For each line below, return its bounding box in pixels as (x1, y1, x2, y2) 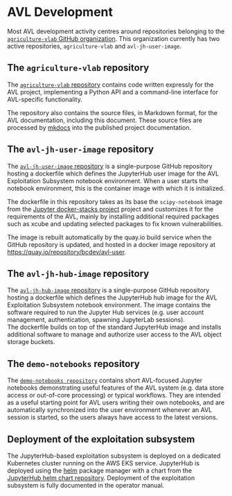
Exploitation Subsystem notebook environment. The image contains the (7, 301, 211, 309)
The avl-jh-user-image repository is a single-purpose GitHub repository (7, 162, 213, 170)
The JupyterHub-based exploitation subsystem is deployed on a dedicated (7, 452, 221, 460)
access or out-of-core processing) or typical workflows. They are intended (7, 391, 221, 400)
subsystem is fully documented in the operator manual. (7, 481, 165, 489)
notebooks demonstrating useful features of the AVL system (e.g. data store (7, 384, 224, 392)
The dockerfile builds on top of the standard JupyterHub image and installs (7, 323, 222, 332)
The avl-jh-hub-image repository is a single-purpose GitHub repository (7, 286, 210, 295)
